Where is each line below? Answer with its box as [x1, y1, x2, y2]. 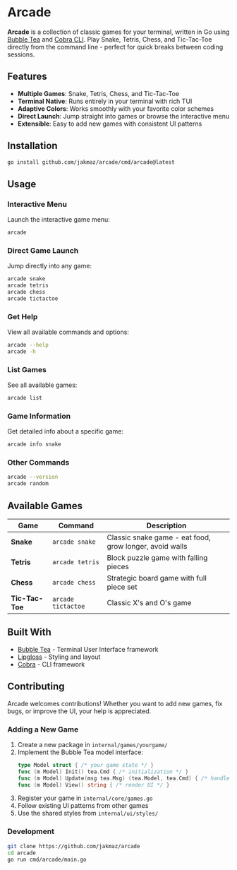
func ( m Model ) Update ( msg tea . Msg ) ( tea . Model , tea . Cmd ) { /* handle [17, 775, 230, 782]
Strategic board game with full [107, 573, 207, 583]
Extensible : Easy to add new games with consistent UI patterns [17, 119, 202, 128]
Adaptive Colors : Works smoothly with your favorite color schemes [17, 104, 214, 113]
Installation [7, 140, 58, 152]
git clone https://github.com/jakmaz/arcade [7, 842, 140, 850]
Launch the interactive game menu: [7, 215, 111, 224]
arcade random [7, 480, 49, 487]
